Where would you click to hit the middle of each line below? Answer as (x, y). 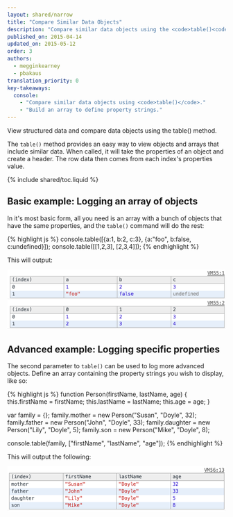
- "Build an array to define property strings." (91, 110)
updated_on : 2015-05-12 (42, 44)
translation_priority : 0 (43, 81)
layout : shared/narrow (40, 15)
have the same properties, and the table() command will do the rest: (106, 225)
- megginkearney (37, 66)
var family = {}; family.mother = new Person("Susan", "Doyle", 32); (102, 415)
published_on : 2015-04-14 (44, 37)
